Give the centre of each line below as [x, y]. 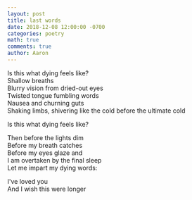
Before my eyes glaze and [45, 153]
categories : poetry [36, 33]
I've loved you [27, 181]
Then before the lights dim [46, 137]
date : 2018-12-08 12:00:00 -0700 [56, 27]
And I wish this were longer [47, 189]
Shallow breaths [31, 80]
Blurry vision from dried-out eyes [55, 88]
